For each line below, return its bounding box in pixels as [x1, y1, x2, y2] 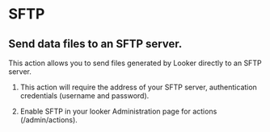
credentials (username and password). [19, 91, 150, 101]
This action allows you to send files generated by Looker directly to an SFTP [8, 58, 262, 68]
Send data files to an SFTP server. [8, 37, 183, 51]
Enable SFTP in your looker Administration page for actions [19, 106, 217, 116]
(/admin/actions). [19, 115, 78, 125]
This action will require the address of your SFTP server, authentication [19, 82, 257, 92]
